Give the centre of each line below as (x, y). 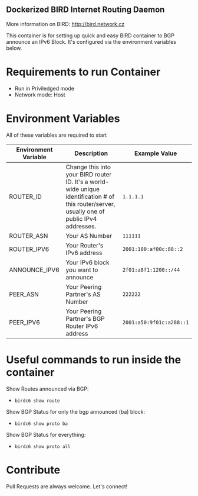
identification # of (90, 197)
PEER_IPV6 (24, 322)
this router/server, (90, 204)
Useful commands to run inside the (94, 360)
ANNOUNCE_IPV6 (34, 270)
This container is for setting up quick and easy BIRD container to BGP (90, 36)
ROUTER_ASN (29, 236)
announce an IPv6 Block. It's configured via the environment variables (91, 41)
